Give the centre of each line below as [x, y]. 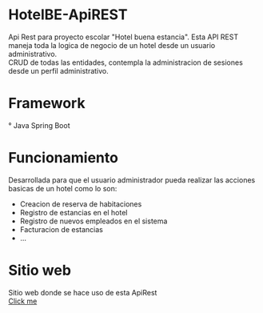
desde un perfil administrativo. [59, 70]
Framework [47, 104]
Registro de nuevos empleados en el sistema [94, 221]
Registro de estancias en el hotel [74, 212]
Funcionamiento [63, 158]
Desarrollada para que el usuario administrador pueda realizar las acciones [132, 180]
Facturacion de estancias [62, 229]
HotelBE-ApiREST [68, 15]
